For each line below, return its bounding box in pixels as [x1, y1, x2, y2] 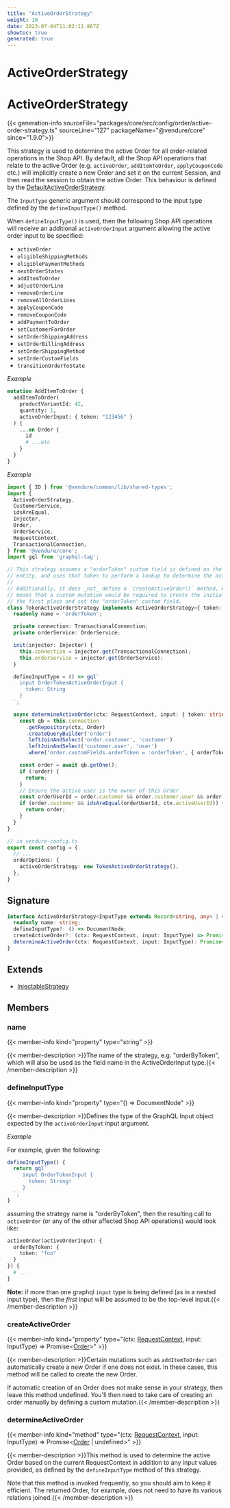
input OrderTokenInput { [22, 1172, 94, 1178]
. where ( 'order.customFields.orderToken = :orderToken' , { [25, 750, 194, 756]
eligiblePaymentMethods [16, 261, 86, 268]
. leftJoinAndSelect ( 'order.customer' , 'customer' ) [25, 737, 173, 743]
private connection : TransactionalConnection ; [13, 623, 149, 630]
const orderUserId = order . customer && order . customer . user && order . [19, 793, 225, 800]
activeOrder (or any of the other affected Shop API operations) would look [7, 1217, 217, 1225]
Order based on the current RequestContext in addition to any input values [7, 1459, 218, 1467]
